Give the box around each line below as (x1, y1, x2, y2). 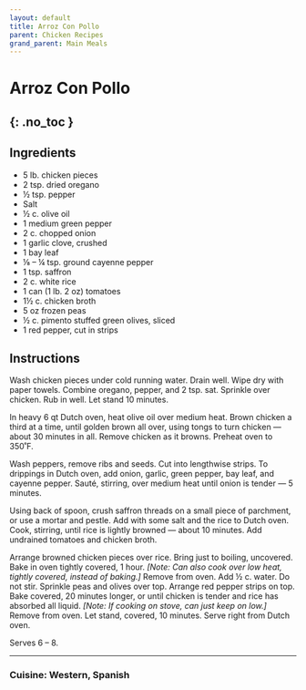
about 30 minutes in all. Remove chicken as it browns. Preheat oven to (9, 431, 273, 442)
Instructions (9, 351, 80, 366)
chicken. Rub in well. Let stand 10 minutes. (9, 394, 168, 406)
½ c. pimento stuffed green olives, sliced (22, 314, 176, 325)
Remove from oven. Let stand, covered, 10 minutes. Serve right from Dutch (9, 610, 290, 621)
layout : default (9, 13, 71, 23)
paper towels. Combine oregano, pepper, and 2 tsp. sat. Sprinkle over (9, 385, 270, 396)
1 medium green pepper (22, 218, 112, 229)
